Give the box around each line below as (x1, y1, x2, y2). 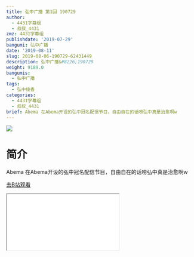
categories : (6, 92, 36, 98)
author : (6, 14, 26, 20)
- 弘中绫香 (11, 87, 35, 93)
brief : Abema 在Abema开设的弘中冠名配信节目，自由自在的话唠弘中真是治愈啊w (6, 109, 177, 115)
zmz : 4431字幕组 (6, 31, 44, 37)
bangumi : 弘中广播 (6, 42, 49, 48)
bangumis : (6, 70, 31, 76)
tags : (6, 81, 20, 87)
